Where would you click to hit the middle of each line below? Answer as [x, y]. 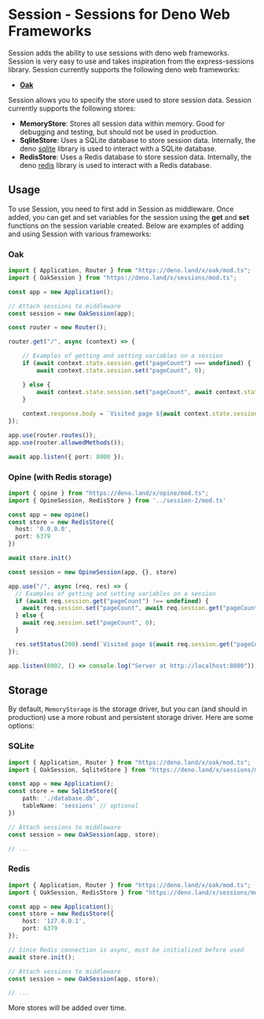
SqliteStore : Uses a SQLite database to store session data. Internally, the [137, 140]
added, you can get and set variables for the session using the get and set [129, 217]
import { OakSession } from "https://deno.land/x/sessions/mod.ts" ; [123, 278]
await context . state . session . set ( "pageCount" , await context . [140, 392]
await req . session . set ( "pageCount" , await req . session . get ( [123, 608]
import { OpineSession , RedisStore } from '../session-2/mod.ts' [117, 500]
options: [22, 726]
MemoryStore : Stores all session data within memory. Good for [122, 123]
